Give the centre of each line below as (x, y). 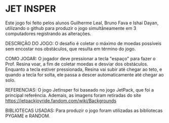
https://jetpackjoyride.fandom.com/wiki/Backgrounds (61, 100)
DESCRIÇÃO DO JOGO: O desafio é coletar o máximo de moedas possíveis (83, 43)
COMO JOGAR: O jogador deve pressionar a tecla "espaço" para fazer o (80, 58)
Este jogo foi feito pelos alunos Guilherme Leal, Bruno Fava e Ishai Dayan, (82, 23)
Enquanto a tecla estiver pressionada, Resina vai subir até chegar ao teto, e (84, 69)
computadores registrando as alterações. (48, 33)
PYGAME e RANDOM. (28, 116)
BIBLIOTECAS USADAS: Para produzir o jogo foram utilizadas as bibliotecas (84, 110)
